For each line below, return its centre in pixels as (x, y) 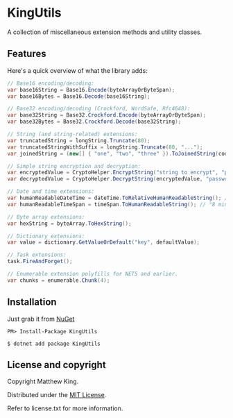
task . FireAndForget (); (40, 262)
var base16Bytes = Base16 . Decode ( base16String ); (79, 96)
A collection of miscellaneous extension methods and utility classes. (105, 32)
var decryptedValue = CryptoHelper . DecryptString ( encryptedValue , (105, 179)
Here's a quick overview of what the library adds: (77, 70)
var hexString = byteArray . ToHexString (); (69, 224)
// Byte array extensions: (46, 217)
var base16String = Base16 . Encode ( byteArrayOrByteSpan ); (91, 90)
